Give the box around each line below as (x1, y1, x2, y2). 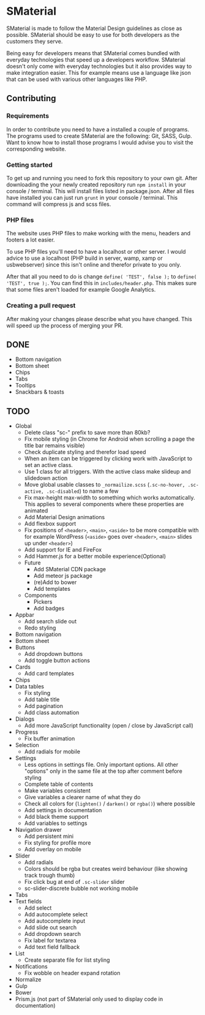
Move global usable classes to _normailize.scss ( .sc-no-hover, (24, 481, 185, 488)
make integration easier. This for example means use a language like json (6, 69, 191, 76)
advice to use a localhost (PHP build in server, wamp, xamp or (6, 254, 163, 262)
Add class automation (24, 709, 80, 717)
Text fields (15, 898, 42, 905)
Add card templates (24, 670, 75, 677)
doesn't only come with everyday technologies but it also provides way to (6, 63, 192, 70)
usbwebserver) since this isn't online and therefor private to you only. (6, 261, 182, 268)
